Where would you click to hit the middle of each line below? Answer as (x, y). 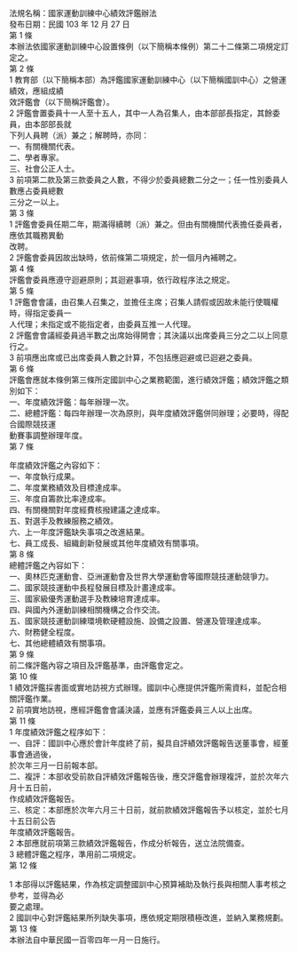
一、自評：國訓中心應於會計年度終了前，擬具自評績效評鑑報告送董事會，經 (145, 743)
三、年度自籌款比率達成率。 (60, 499)
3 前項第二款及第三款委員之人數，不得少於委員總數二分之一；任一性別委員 (145, 180)
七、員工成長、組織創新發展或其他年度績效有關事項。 (106, 543)
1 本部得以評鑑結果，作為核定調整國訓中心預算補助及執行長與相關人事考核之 (148, 884)
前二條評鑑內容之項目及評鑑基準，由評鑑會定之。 (98, 665)
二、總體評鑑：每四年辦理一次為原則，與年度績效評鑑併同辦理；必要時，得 (145, 413)
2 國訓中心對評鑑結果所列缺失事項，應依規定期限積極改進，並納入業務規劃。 (149, 917)
